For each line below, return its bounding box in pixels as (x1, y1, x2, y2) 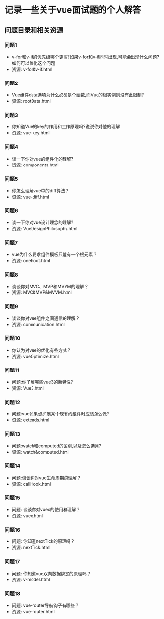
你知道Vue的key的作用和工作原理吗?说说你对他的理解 (11, 124, 120, 130)
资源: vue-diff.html (11, 194, 50, 200)
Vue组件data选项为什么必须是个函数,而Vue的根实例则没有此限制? (11, 92, 144, 98)
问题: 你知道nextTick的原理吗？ (11, 538, 75, 544)
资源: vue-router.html (11, 608, 55, 614)
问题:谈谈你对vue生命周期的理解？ (11, 475, 82, 481)
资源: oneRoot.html (11, 257, 50, 263)
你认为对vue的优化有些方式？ (11, 347, 72, 353)
